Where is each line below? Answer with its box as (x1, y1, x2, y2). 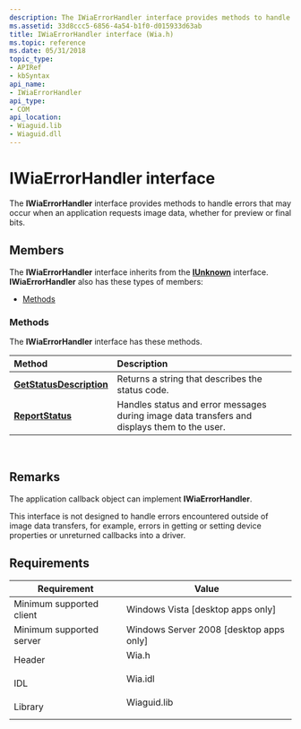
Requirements (9, 556, 90, 571)
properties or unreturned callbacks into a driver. (9, 529, 186, 540)
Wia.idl (125, 673, 155, 685)
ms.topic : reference (9, 38, 87, 47)
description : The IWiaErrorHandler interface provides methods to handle (9, 13, 291, 22)
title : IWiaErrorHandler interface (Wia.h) (9, 30, 175, 39)
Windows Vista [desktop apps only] (125, 603, 276, 615)
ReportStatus (13, 409, 72, 422)
